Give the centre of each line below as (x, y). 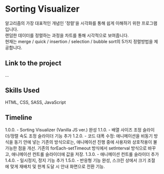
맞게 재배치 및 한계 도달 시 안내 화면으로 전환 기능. (57, 167)
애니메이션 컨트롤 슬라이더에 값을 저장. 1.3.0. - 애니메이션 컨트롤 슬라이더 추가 (85, 154)
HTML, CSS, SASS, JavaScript (35, 102)
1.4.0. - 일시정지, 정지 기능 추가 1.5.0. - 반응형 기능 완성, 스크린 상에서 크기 (76, 160)
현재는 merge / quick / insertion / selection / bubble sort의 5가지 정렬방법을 (79, 41)
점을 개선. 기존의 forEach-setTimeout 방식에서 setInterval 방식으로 (82, 148)
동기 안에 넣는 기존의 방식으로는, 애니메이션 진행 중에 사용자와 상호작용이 (83, 142)
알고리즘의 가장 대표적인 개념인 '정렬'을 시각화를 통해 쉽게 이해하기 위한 (73, 23)
